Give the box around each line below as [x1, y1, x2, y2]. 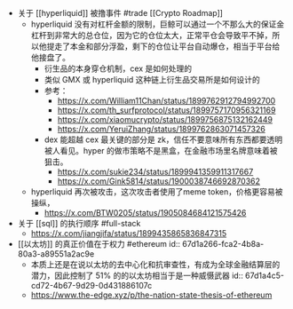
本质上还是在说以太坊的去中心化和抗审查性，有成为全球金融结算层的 [30, 259, 281, 269]
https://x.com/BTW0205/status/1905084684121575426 [44, 208, 247, 218]
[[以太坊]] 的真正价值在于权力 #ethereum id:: [17, 239, 180, 249]
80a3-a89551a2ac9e [17, 249, 95, 259]
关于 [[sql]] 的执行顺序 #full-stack [17, 218, 141, 228]
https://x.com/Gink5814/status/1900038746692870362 [57, 176, 260, 186]
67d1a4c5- [245, 270, 284, 281]
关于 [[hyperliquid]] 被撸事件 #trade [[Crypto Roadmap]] [17, 8, 224, 18]
